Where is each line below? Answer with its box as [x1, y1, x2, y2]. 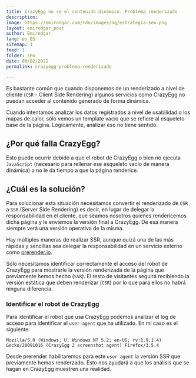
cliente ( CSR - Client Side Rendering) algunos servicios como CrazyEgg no [6, 91, 185, 98]
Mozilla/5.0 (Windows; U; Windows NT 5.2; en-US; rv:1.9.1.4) [6, 337, 162, 343]
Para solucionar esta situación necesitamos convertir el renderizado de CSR [6, 200, 188, 207]
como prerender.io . [6, 249, 53, 256]
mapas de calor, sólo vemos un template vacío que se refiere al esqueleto [6, 115, 185, 122]
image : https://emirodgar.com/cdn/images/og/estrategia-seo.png [6, 19, 167, 25]
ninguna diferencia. [6, 285, 53, 292]
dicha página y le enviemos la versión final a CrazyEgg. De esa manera [6, 219, 178, 225]
